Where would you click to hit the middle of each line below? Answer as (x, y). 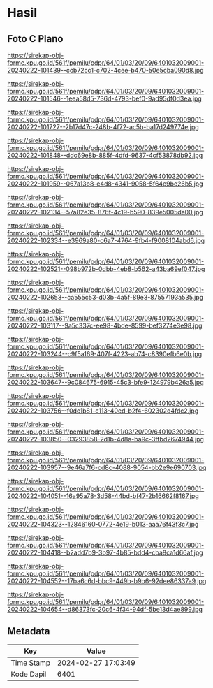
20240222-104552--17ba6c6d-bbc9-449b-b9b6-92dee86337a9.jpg (107, 581)
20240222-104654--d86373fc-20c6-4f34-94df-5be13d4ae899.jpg (105, 609)
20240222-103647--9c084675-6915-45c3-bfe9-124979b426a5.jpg (105, 382)
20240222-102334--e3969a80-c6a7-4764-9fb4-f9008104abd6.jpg (106, 240)
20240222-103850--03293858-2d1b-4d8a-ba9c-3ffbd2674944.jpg (106, 439)
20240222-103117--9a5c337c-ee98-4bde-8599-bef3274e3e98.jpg (105, 325)
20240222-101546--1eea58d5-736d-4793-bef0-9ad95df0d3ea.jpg (105, 98)
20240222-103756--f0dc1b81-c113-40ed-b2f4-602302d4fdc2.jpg (103, 411)
